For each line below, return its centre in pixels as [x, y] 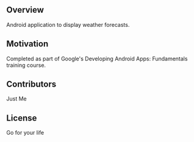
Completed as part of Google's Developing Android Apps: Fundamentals [97, 59]
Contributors [31, 84]
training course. [26, 65]
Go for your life [25, 133]
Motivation [27, 44]
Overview [25, 10]
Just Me [16, 99]
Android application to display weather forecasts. [68, 24]
